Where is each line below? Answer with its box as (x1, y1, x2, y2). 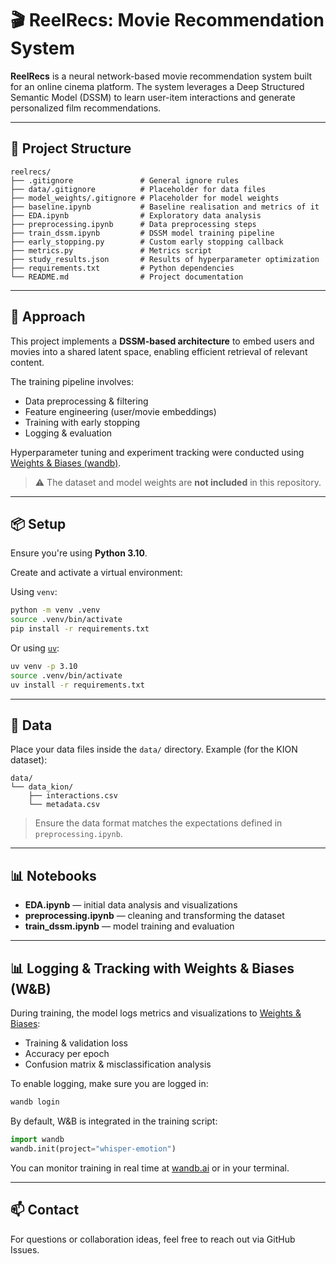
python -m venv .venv (10, 605, 101, 616)
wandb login (10, 1097, 60, 1107)
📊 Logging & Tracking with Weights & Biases (10, 960, 295, 977)
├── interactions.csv (28, 791, 118, 801)
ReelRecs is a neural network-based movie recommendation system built (10, 70, 313, 82)
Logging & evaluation (24, 427, 113, 439)
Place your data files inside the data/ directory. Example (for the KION (10, 743, 298, 756)
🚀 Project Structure (10, 140, 132, 157)
